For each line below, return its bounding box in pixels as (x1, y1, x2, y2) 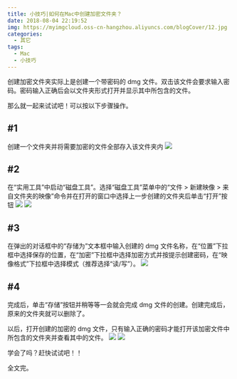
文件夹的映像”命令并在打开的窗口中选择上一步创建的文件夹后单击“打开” (13, 192, 222, 200)
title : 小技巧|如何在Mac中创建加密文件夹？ (7, 10, 122, 18)
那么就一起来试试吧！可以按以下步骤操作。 (7, 101, 132, 110)
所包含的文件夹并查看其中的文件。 (7, 333, 107, 342)
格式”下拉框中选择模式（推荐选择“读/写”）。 (13, 259, 140, 268)
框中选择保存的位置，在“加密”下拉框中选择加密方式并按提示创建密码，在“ (7, 251, 222, 259)
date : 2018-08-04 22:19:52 (7, 17, 88, 24)
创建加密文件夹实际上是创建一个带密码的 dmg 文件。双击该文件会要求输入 (7, 77, 224, 85)
